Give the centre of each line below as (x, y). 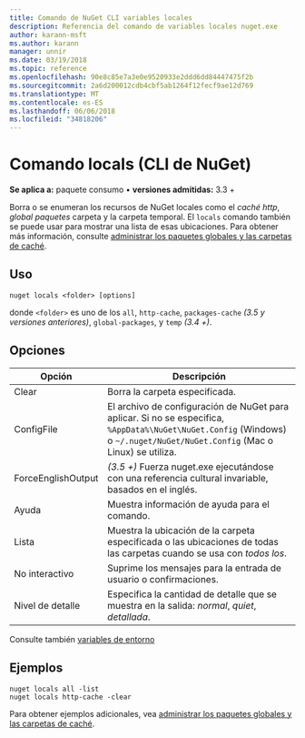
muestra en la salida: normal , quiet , (182, 605)
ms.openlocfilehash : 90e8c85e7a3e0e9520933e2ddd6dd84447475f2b (132, 77)
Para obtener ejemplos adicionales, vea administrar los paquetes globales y (151, 713)
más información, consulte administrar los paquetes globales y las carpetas (151, 237)
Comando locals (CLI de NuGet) (131, 164)
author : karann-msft (49, 35)
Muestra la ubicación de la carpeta (182, 531)
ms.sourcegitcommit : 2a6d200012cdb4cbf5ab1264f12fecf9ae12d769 (132, 86)
